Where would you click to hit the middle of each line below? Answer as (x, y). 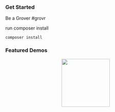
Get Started (20, 7)
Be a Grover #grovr (26, 18)
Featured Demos (26, 51)
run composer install (27, 28)
